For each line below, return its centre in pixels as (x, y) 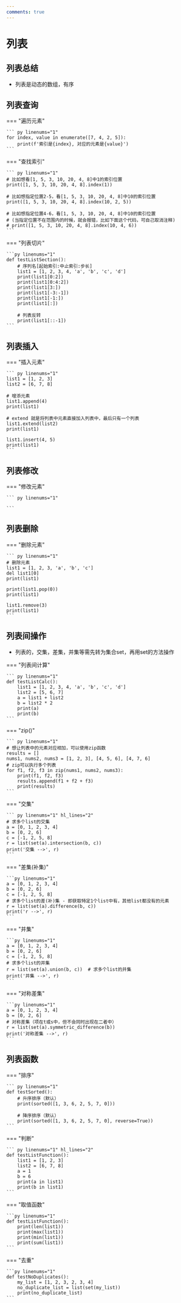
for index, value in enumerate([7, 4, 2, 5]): (66, 138)
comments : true (26, 12)
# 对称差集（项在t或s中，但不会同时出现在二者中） (62, 1022)
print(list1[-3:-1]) (43, 293)
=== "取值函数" (26, 1204)
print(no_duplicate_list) (50, 1293)
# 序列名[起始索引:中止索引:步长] (55, 266)
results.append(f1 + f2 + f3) (56, 781)
